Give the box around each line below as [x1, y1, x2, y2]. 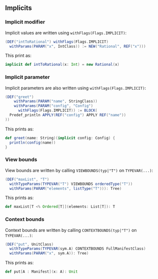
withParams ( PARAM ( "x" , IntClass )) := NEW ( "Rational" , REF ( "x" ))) [9, 44, 146, 49]
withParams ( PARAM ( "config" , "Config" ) [14, 103, 93, 108]
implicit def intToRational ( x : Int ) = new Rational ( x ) [5, 62, 120, 67]
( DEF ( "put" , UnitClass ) [5, 242, 54, 247]
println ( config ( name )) [9, 140, 56, 145]
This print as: [5, 52, 32, 58]
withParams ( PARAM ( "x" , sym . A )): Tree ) [9, 251, 89, 256]
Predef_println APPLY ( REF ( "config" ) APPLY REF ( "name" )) [9, 113, 126, 118]
